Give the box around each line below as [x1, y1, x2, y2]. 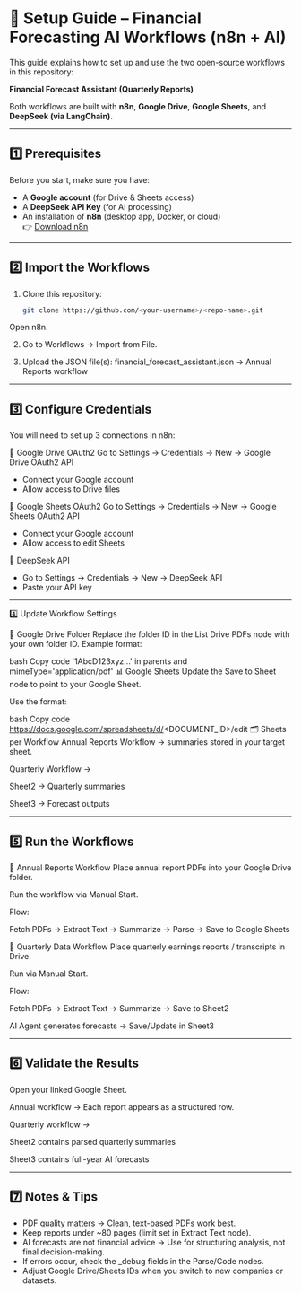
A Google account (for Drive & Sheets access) [21, 192, 194, 203]
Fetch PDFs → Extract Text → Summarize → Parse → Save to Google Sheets [9, 924, 290, 935]
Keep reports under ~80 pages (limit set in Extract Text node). [21, 1227, 252, 1237]
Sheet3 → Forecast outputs [9, 799, 110, 809]
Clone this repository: [21, 288, 102, 299]
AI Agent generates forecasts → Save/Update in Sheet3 [9, 1020, 215, 1031]
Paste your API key [21, 582, 92, 593]
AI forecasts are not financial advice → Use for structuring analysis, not [21, 1236, 286, 1247]
